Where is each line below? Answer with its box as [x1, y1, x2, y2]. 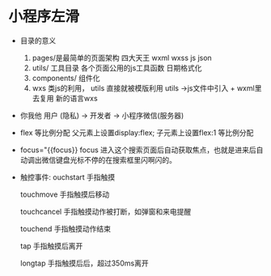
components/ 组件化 [32, 73, 100, 83]
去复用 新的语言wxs [32, 93, 99, 103]
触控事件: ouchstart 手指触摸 [19, 172, 116, 182]
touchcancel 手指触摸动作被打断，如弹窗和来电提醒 [19, 206, 192, 216]
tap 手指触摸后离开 [19, 240, 83, 251]
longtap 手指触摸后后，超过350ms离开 [19, 258, 149, 268]
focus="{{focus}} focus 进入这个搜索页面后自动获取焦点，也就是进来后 [19, 145, 256, 155]
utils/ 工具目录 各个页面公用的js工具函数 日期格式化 [32, 62, 202, 73]
